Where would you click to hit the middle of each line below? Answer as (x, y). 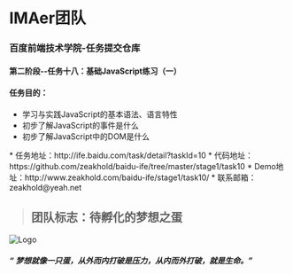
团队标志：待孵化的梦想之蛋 (107, 218)
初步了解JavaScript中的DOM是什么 (86, 136)
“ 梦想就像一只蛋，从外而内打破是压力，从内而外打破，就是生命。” (131, 261)
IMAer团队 (48, 18)
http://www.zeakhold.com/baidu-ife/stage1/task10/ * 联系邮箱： (140, 177)
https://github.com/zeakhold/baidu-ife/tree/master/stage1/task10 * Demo (143, 166)
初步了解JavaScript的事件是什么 (81, 125)
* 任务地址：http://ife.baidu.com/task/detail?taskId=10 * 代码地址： (131, 155)
